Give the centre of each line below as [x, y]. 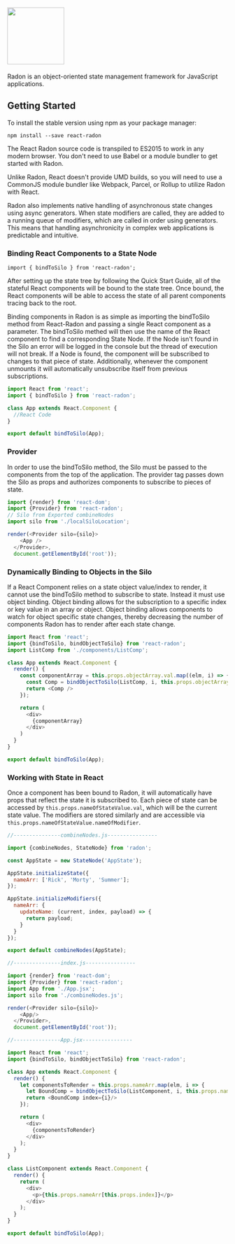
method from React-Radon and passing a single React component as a [109, 324]
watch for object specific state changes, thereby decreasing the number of [115, 617]
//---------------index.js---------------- [72, 963]
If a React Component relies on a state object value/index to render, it [107, 587]
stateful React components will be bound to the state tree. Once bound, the [116, 288]
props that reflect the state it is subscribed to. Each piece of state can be [112, 800]
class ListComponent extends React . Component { [78, 1169]
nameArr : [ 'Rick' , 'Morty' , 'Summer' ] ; [72, 880]
